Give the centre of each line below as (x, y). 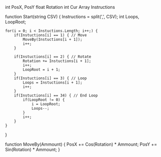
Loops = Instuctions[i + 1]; (53, 83)
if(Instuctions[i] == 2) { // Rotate (53, 57)
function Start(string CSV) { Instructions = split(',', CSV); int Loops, (72, 16)
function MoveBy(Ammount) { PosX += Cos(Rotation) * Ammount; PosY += (81, 144)
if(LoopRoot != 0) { (44, 100)
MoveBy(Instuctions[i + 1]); (53, 39)
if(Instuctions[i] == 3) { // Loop (50, 78)
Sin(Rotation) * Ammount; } (32, 149)
